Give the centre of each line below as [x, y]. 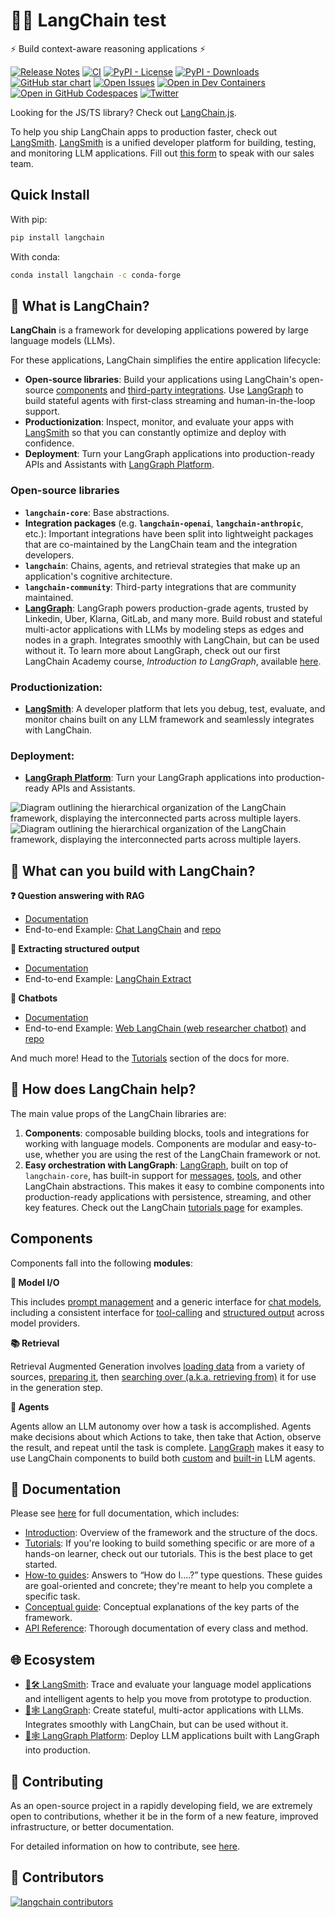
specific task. [52, 1596]
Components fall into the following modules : [101, 1263]
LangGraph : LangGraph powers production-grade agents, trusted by [166, 608]
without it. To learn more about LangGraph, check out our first [152, 650]
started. [41, 1565]
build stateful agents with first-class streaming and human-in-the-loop [170, 401]
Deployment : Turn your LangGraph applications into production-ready [169, 454]
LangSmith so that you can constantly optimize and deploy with [155, 433]
